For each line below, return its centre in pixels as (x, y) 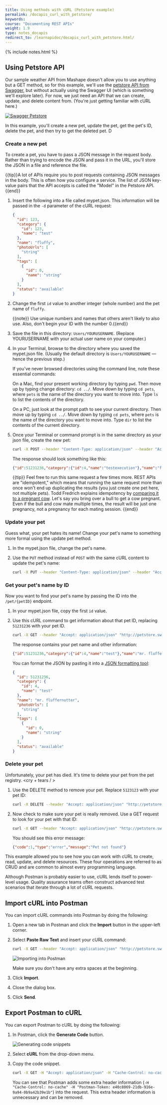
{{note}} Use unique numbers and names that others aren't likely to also (86, 318)
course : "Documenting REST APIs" (40, 24)
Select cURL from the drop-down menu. (53, 1054)
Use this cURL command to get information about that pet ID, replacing (85, 620)
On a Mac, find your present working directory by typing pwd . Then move (87, 383)
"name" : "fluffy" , (36, 243)
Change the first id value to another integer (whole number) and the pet (86, 303)
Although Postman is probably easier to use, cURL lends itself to (71, 877)
